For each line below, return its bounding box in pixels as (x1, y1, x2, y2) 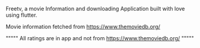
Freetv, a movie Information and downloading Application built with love (5, 5, 185, 12)
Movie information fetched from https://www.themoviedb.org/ (5, 23, 160, 30)
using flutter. (5, 11, 38, 19)
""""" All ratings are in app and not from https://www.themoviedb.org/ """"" (5, 35, 194, 41)
